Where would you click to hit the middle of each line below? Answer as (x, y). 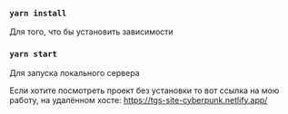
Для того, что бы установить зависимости (92, 32)
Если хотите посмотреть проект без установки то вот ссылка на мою (144, 90)
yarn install (38, 13)
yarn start (33, 54)
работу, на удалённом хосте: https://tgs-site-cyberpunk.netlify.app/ (139, 100)
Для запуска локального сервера (74, 72)
